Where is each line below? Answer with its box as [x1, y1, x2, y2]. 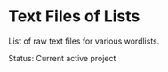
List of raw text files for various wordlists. [8, 36, 160, 46]
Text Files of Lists [8, 6, 140, 27]
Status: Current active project [8, 52, 116, 63]
